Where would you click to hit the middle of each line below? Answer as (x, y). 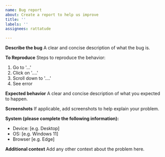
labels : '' (17, 24)
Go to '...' (22, 68)
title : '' (16, 19)
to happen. (16, 99)
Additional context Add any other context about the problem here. (75, 149)
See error (23, 84)
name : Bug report (24, 10)
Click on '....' (25, 73)
